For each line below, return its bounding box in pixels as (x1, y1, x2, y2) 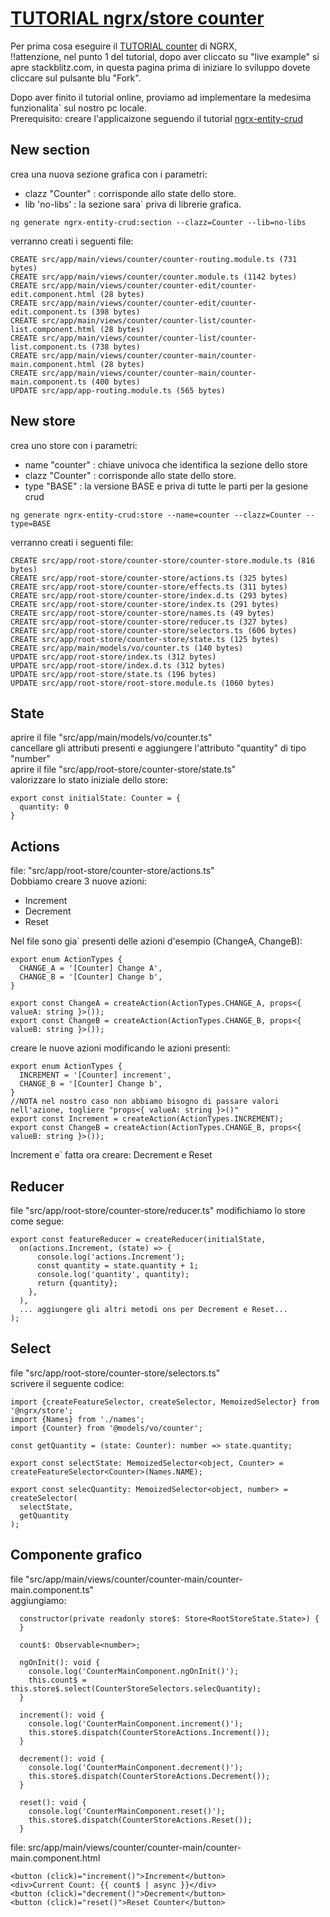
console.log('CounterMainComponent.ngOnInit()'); (28, 1666, 240, 1676)
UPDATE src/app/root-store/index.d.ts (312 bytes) (10, 660, 226, 671)
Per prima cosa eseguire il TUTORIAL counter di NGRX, (10, 40, 238, 52)
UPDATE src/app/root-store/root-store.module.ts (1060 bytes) (10, 678, 275, 688)
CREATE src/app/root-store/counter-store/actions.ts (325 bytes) (10, 573, 288, 583)
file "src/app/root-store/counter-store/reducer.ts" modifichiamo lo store (10, 1205, 306, 1216)
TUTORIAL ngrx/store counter (10, 7, 265, 30)
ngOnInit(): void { (19, 1657, 101, 1667)
